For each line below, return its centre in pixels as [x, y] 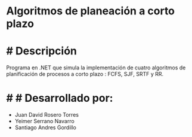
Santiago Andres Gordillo [45, 127]
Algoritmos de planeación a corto [90, 11]
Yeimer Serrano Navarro [44, 121]
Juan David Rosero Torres [47, 115]
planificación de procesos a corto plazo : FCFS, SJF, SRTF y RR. [85, 74]
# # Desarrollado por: [60, 98]
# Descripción [42, 51]
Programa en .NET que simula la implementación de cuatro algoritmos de [96, 68]
